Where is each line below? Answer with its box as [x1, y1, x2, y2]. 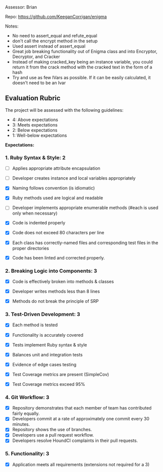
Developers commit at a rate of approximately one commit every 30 [12, 416, 150, 422]
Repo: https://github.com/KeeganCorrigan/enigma [5, 14, 107, 19]
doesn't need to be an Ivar [12, 80, 66, 86]
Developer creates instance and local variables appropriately [12, 175, 136, 181]
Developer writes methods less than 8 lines [12, 288, 100, 294]
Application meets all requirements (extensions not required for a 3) [12, 461, 150, 467]
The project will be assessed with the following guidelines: [5, 107, 124, 113]
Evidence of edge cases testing [12, 361, 77, 367]
